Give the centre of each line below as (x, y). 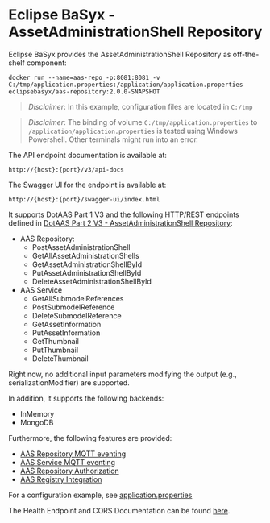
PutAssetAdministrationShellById (87, 272)
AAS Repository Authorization (69, 471)
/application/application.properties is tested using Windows (133, 131)
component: (47, 63)
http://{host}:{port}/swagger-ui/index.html (84, 199)
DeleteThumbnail (60, 358)
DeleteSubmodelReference (77, 315)
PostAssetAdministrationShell (81, 247)
